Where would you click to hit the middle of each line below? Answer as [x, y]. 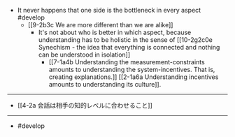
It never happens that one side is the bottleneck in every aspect [109, 10]
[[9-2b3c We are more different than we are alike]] [100, 25]
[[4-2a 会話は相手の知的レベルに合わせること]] [85, 105]
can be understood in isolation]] [84, 55]
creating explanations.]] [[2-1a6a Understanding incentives [134, 77]
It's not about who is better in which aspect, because [115, 32]
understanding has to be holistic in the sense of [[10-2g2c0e [126, 40]
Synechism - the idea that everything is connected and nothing [129, 47]
